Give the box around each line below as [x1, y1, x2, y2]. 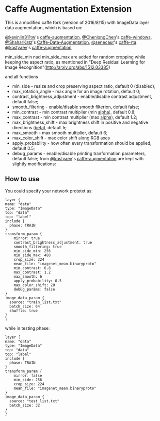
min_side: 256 [14, 377, 42, 382]
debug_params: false [14, 287, 55, 292]
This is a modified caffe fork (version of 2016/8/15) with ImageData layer [5, 19, 149, 25]
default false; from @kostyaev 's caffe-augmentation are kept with [12, 155, 144, 161]
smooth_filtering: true [14, 244, 62, 249]
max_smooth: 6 [14, 274, 42, 279]
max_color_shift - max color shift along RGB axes [12, 135, 110, 141]
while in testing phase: [5, 325, 50, 331]
